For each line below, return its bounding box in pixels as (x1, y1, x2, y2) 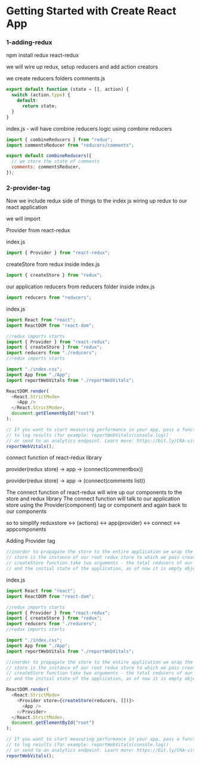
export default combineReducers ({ (6, 153, 92, 159)
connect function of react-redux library (6, 454, 102, 461)
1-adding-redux (6, 38, 52, 47)
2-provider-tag (6, 183, 51, 192)
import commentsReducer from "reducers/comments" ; (6, 142, 135, 148)
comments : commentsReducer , (11, 164, 82, 170)
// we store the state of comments (11, 158, 100, 165)
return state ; (21, 103, 58, 109)
